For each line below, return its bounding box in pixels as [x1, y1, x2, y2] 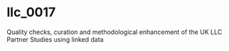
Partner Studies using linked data [6, 35, 104, 43]
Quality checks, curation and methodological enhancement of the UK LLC [6, 28, 223, 36]
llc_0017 [6, 4, 56, 21]
